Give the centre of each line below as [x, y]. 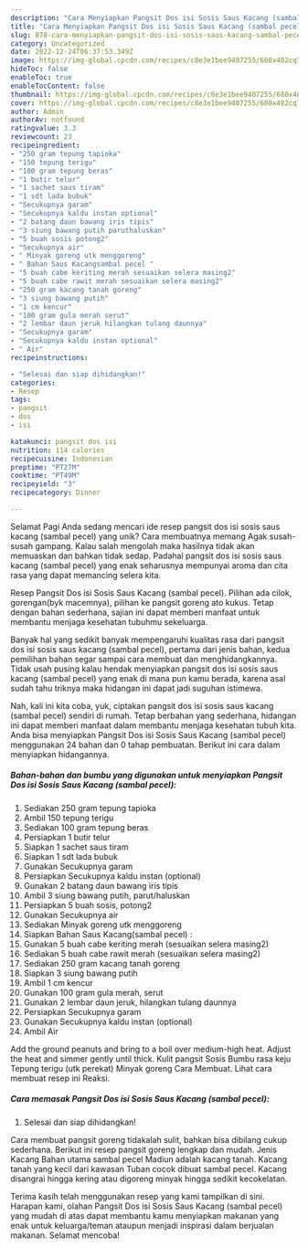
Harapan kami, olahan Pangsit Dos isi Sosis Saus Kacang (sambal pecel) [147, 1206]
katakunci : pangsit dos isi [64, 441]
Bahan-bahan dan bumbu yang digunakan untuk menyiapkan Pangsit [147, 775]
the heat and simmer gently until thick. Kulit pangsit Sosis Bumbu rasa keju [151, 1058]
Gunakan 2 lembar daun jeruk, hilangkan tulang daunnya [130, 1002]
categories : [33, 383]
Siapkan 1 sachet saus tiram [76, 847]
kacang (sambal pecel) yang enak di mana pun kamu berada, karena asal [148, 678]
